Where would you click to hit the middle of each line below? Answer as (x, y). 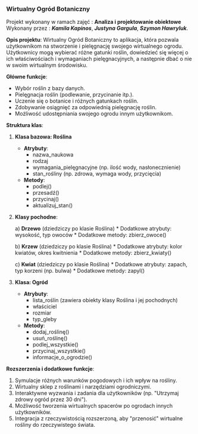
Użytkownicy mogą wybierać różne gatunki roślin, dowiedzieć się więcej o (97, 53)
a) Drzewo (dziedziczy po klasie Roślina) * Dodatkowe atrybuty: (93, 229)
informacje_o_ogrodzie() (62, 358)
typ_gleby (45, 319)
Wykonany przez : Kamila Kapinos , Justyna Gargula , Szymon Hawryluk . (97, 28)
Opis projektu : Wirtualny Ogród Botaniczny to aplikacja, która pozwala (92, 40)
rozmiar (42, 313)
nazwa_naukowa (53, 155)
